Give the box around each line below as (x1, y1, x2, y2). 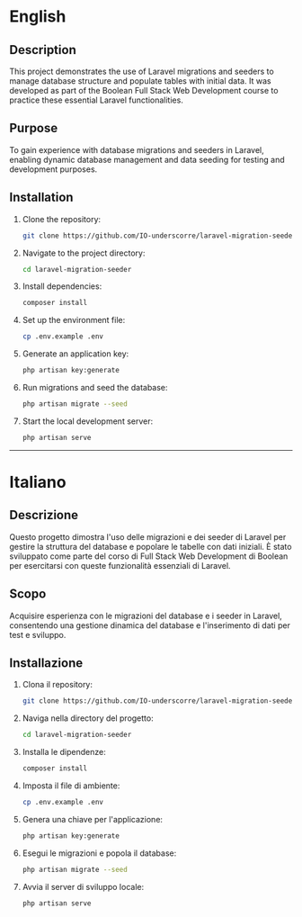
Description (9, 42, 76, 58)
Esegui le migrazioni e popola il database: (22, 848, 177, 859)
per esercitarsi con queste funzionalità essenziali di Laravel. (9, 560, 231, 571)
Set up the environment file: (22, 315, 126, 326)
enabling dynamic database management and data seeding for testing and (9, 154, 285, 165)
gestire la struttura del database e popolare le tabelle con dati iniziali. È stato (9, 541, 292, 552)
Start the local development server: (22, 416, 154, 427)
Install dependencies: (22, 281, 102, 292)
